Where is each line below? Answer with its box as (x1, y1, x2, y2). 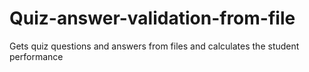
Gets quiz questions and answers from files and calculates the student (9, 40, 300, 52)
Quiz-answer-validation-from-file (9, 7, 296, 30)
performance (9, 50, 64, 62)
